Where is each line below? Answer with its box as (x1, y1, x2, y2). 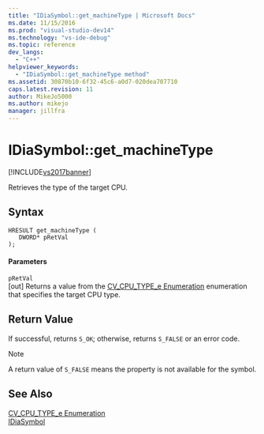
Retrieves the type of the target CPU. (8, 183, 128, 192)
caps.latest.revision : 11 (8, 85, 93, 93)
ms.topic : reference (8, 41, 76, 49)
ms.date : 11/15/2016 (8, 19, 76, 27)
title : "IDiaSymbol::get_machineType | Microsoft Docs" (8, 11, 195, 20)
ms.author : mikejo (8, 100, 69, 108)
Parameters (8, 257, 47, 266)
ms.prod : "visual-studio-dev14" (8, 26, 114, 34)
